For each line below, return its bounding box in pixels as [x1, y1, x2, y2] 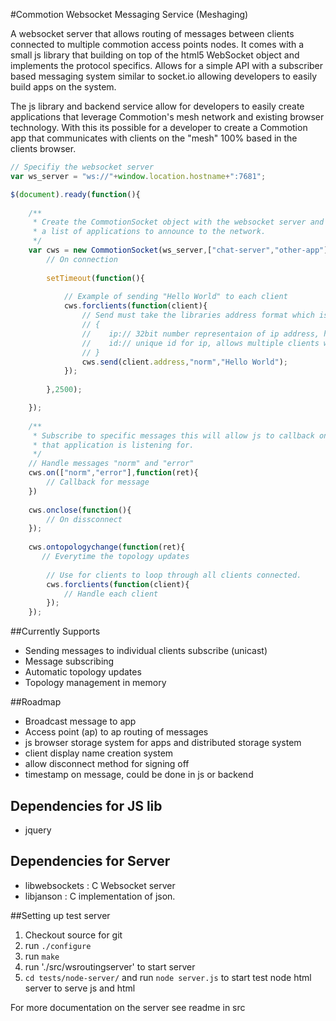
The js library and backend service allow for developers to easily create [10, 100, 305, 112]
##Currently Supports [10, 625, 101, 638]
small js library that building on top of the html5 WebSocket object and [10, 49, 300, 61]
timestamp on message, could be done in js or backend [24, 769, 254, 781]
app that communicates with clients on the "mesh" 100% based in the [10, 132, 298, 144]
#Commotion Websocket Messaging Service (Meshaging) [10, 9, 249, 20]
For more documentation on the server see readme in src [10, 1001, 246, 1013]
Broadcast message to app [24, 715, 137, 728]
